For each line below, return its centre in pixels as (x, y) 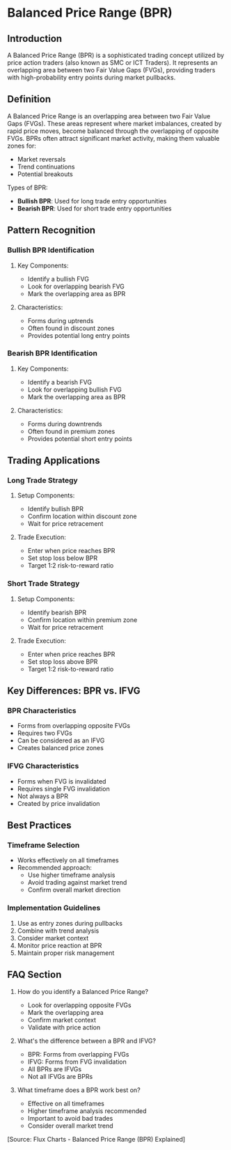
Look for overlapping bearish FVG (76, 286)
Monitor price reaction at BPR (59, 945)
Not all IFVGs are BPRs (60, 1076)
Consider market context (53, 938)
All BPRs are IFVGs (55, 1069)
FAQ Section (34, 975)
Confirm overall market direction (74, 890)
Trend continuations (46, 166)
